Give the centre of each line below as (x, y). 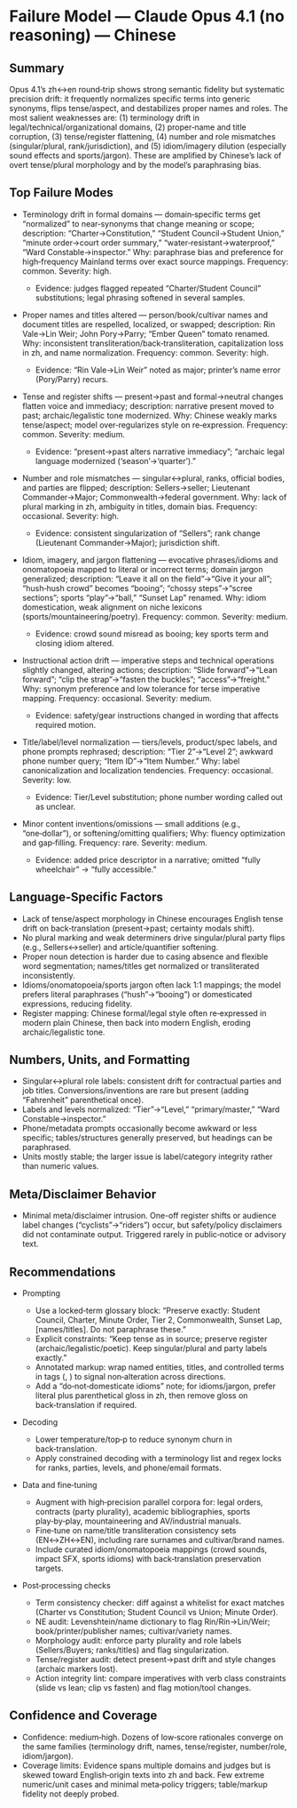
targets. (49, 1568)
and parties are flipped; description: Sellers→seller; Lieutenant (136, 487)
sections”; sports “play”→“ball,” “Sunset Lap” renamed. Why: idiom (144, 597)
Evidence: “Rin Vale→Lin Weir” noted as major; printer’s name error (158, 370)
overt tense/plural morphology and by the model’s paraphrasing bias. (135, 165)
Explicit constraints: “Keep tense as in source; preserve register (151, 1339)
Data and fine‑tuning (59, 1485)
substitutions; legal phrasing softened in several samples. (140, 297)
